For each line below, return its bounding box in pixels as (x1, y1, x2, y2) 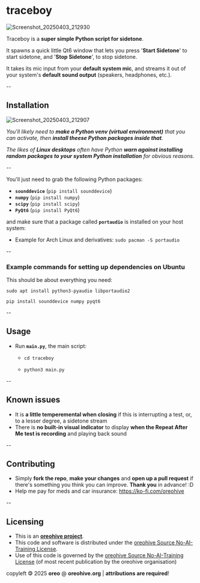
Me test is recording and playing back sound (14, 430, 127, 437)
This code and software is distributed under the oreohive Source (14, 539, 175, 546)
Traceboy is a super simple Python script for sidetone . (6, 35, 144, 42)
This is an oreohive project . (14, 533, 84, 540)
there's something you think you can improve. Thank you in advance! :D (14, 481, 194, 489)
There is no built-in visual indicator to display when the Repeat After (14, 423, 188, 430)
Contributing (6, 459, 55, 469)
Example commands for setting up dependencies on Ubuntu (6, 263, 185, 271)
